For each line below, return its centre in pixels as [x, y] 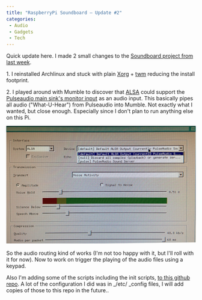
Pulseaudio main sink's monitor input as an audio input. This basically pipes [100, 99]
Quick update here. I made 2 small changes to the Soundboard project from [100, 56]
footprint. [18, 81]
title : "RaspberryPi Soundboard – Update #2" [64, 13]
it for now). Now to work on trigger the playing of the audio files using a [95, 259]
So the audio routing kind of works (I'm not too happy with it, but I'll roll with [100, 253]
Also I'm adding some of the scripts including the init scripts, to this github [98, 277]
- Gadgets [21, 32]
